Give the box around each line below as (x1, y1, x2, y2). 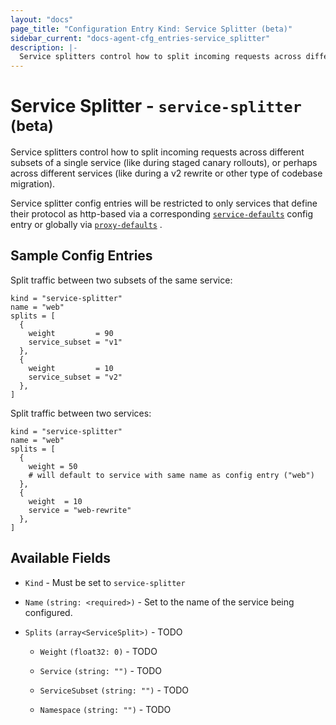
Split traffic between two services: (10, 407, 152, 419)
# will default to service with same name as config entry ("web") (28, 470, 315, 480)
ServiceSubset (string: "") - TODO (39, 684, 189, 696)
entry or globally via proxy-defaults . (10, 219, 163, 231)
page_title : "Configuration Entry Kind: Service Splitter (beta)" (10, 24, 293, 34)
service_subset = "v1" (28, 337, 123, 347)
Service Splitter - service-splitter (10, 95, 302, 118)
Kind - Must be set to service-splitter (24, 576, 186, 588)
